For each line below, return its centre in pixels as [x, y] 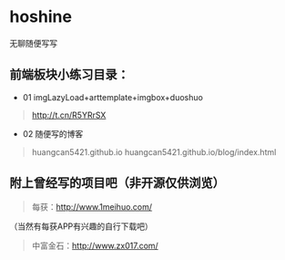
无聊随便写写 [33, 43]
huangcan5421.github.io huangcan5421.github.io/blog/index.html [154, 151]
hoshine [41, 17]
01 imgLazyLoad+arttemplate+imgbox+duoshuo [112, 97]
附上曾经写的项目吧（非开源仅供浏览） [117, 183]
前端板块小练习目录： [69, 75]
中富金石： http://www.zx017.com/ [95, 245]
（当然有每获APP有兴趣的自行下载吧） [81, 226]
